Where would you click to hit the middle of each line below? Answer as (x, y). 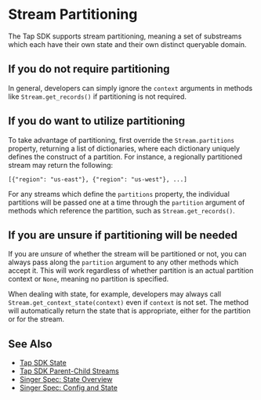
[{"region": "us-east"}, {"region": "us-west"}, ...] (98, 179)
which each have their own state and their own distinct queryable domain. (127, 44)
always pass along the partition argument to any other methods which (123, 262)
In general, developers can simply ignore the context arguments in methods (130, 88)
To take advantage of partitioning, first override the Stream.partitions (121, 140)
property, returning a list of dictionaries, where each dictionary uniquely (124, 148)
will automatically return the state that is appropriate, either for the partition (129, 311)
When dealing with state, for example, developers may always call (115, 294)
